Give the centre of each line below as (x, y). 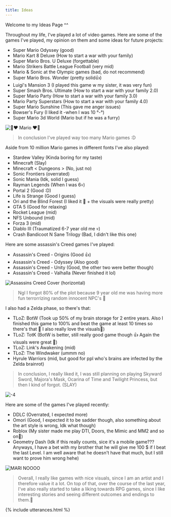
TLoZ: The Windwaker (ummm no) (49, 353)
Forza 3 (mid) (27, 223)
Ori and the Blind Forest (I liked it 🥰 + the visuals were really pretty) (83, 201)
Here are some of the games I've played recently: (57, 404)
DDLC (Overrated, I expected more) (50, 414)
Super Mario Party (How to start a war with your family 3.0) (75, 96)
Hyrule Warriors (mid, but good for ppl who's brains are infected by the (88, 358)
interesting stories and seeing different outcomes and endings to (86, 494)
